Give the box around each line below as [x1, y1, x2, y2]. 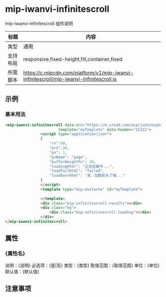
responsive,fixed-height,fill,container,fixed [23, 55, 123, 62]
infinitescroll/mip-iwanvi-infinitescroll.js [23, 75, 117, 82]
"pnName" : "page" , [49, 154, 87, 159]
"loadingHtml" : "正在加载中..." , [49, 164, 115, 169]
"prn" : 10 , [49, 146, 70, 150]
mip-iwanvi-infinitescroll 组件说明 [5, 20, 73, 26]
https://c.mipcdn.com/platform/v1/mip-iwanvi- [23, 69, 134, 76]
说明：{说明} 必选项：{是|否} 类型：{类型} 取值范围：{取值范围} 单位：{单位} [5, 262, 160, 268]
